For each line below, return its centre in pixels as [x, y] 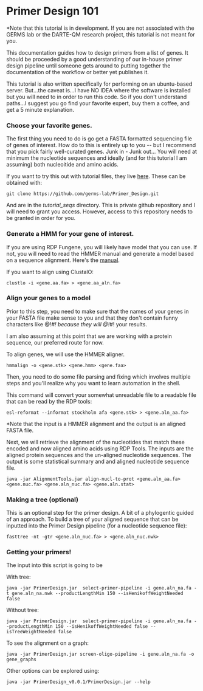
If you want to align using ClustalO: [50, 272]
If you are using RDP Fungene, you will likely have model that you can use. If [102, 247]
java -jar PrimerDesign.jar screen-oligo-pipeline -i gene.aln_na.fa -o [100, 655]
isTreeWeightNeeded [31, 632]
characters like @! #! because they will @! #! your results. [77, 324]
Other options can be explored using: [53, 671]
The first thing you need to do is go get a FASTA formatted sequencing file [99, 139]
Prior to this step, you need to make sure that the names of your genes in [98, 311]
